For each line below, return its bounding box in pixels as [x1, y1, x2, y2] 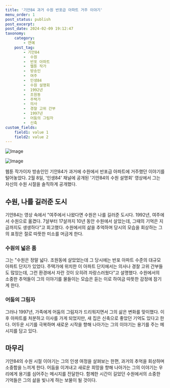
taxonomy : [5, 31, 26, 36]
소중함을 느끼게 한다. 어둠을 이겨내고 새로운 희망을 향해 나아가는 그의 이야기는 [5, 365, 158, 371]
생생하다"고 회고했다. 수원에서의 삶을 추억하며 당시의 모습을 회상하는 [22, 225, 157, 231]
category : [14, 36, 35, 41]
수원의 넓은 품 [5, 244, 37, 251]
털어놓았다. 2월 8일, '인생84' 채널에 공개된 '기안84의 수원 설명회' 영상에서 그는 [5, 175, 161, 181]
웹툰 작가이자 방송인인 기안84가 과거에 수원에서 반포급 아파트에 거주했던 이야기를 [5, 168, 165, 175]
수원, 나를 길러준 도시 [5, 197, 67, 206]
